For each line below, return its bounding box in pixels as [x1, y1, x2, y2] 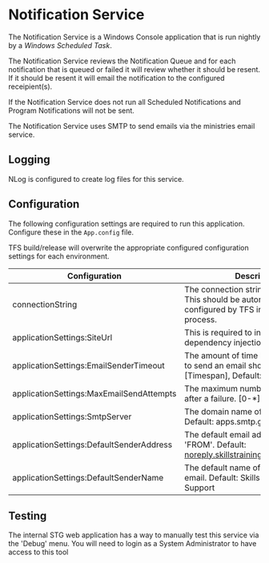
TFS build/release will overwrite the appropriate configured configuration [8, 243, 250, 252]
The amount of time [183, 350, 259, 361]
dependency [183, 336, 232, 348]
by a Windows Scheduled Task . [8, 40, 112, 50]
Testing [8, 509, 47, 522]
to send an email [183, 360, 247, 371]
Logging [8, 153, 50, 167]
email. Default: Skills [183, 472, 260, 483]
